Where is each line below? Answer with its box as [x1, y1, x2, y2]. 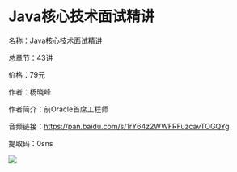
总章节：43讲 [8, 52, 53, 62]
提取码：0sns [8, 138, 53, 148]
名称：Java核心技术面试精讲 [8, 36, 103, 45]
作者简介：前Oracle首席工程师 [8, 104, 109, 114]
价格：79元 [8, 69, 46, 79]
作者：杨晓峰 [8, 86, 51, 97]
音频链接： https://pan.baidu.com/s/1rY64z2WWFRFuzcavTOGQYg [8, 121, 230, 131]
